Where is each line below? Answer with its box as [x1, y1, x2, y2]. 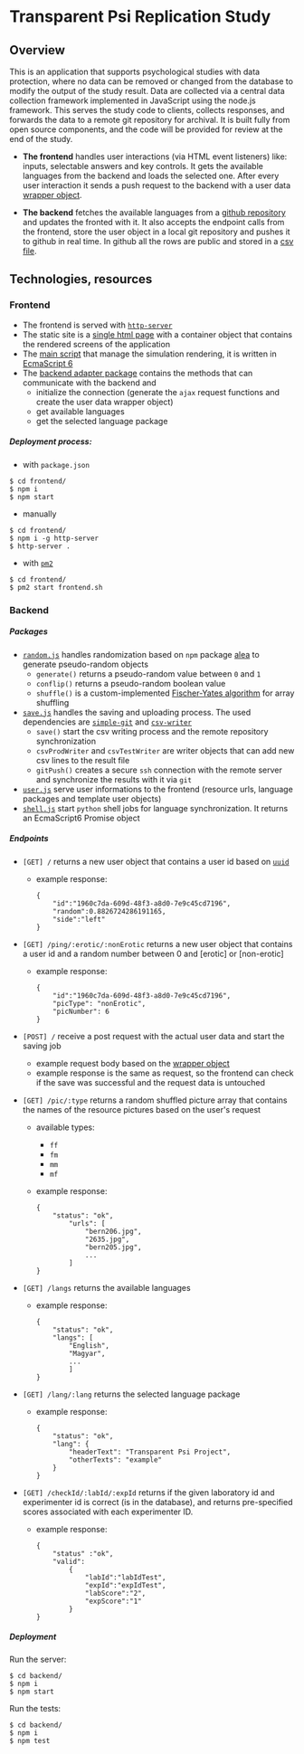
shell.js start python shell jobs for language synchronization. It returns [22, 802, 289, 813]
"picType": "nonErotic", [52, 999, 147, 1008]
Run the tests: [9, 1703, 62, 1714]
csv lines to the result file [35, 754, 130, 765]
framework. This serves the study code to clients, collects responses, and [9, 105, 285, 115]
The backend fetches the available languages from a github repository [22, 207, 287, 218]
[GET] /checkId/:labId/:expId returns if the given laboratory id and [22, 1486, 275, 1498]
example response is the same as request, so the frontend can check [35, 1067, 294, 1078]
